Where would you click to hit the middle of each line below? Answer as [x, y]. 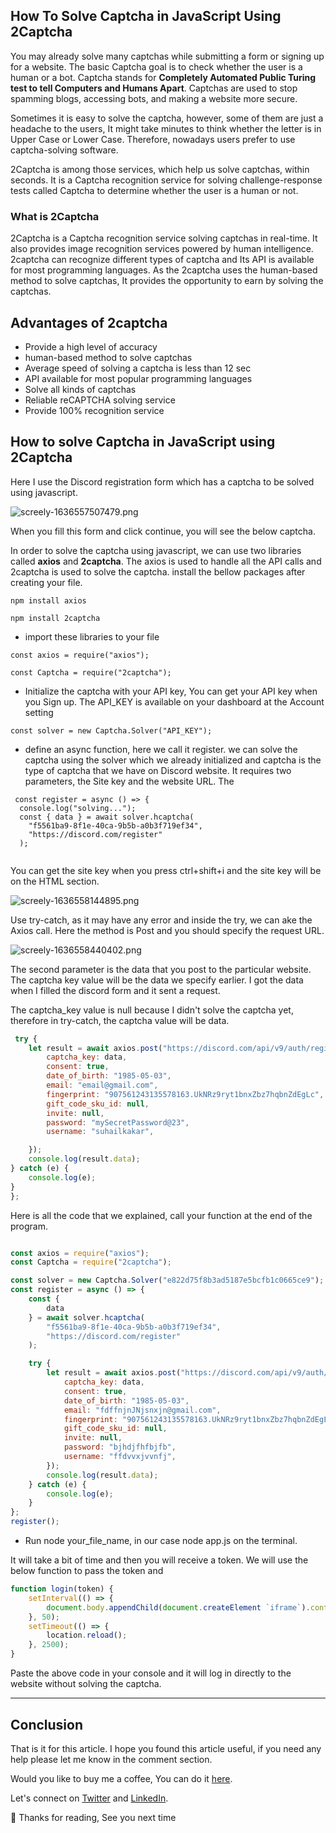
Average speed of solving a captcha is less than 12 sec [138, 368]
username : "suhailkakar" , [100, 1132]
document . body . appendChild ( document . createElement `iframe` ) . [178, 1607]
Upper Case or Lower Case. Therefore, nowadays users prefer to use [153, 139]
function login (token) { [62, 1589]
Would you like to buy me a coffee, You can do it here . [121, 1778]
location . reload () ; [87, 1635]
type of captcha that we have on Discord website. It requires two [158, 770]
